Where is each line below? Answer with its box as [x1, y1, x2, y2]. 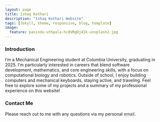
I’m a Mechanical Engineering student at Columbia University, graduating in [5, 57, 156, 63]
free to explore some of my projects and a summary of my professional [5, 83, 147, 88]
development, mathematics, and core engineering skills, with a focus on [5, 67, 149, 73]
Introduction [5, 46, 35, 52]
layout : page [5, 7, 32, 12]
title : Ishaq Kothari [5, 12, 49, 17]
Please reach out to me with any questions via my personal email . [5, 111, 136, 117]
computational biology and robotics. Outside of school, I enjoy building [5, 72, 146, 78]
